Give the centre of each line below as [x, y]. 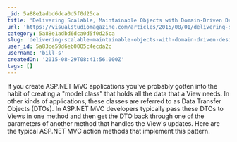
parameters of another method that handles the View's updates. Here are [114, 123]
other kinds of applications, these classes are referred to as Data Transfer [115, 101]
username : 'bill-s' [36, 53]
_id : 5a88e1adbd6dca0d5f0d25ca [53, 14]
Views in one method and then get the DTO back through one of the [106, 116]
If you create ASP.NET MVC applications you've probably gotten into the [113, 86]
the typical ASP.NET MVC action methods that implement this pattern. [109, 131]
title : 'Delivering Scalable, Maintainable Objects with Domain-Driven [115, 20]
